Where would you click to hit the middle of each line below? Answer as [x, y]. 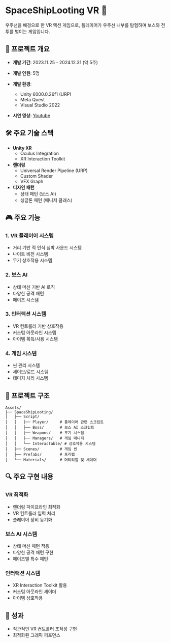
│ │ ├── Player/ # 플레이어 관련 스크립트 [55, 422]
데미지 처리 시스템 [30, 378]
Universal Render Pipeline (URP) [54, 171]
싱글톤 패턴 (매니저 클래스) [46, 200]
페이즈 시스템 [26, 299]
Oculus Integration [40, 153]
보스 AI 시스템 [21, 534]
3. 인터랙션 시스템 [26, 314]
